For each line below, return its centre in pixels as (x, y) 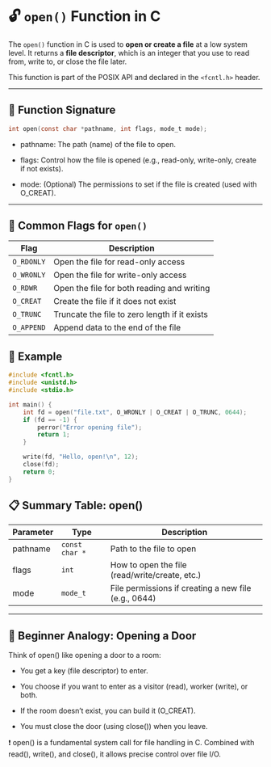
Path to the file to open (153, 549)
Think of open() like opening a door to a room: (85, 655)
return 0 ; (40, 472)
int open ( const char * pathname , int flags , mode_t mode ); (108, 129)
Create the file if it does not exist (115, 301)
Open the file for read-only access (119, 262)
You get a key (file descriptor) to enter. (84, 671)
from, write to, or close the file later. (68, 61)
